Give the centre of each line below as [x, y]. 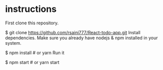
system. [13, 43]
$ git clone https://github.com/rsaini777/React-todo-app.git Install [73, 32]
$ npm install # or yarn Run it [35, 53]
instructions [31, 9]
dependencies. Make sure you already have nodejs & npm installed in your [81, 38]
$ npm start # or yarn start [32, 62]
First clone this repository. [32, 23]
